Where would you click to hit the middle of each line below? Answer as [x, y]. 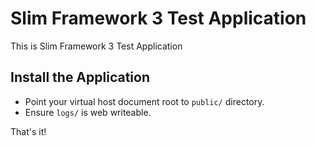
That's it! [28, 131]
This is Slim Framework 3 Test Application [96, 46]
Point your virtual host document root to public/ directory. [144, 101]
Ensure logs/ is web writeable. [88, 112]
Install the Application [80, 77]
